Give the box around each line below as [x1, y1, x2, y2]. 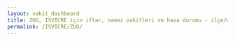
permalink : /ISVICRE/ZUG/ [7, 23, 83, 30]
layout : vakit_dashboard [7, 10, 80, 17]
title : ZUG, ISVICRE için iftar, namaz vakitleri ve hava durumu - [7, 17, 208, 24]
